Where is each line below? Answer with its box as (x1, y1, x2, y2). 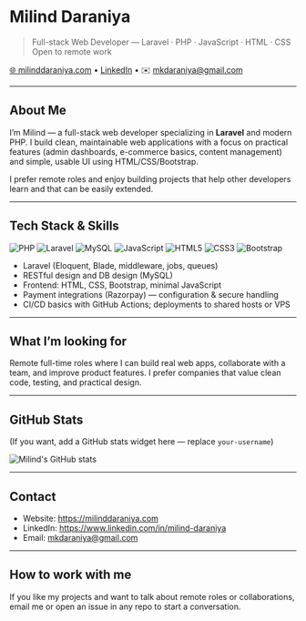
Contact (9, 489, 56, 504)
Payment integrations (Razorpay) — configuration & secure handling (22, 289, 280, 300)
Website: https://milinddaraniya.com (22, 513, 159, 524)
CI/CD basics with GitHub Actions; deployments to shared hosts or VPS (22, 299, 291, 310)
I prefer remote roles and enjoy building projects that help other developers (9, 173, 291, 184)
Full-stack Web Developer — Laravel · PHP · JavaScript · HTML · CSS (31, 36, 291, 47)
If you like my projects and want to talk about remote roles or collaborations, (9, 591, 295, 602)
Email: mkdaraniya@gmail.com (22, 533, 138, 543)
